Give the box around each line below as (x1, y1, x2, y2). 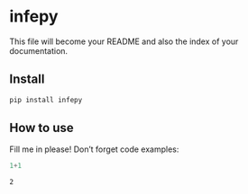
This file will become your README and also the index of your (9, 36, 239, 47)
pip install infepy (9, 95, 83, 104)
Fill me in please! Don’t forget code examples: (9, 144, 179, 154)
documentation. (9, 45, 69, 56)
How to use (9, 120, 74, 136)
